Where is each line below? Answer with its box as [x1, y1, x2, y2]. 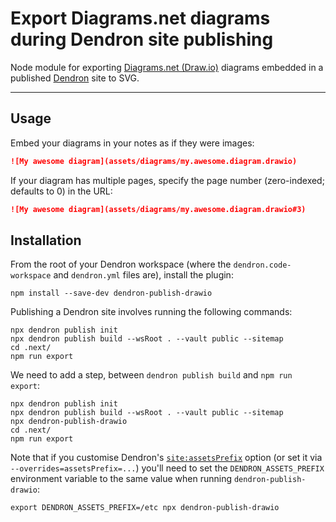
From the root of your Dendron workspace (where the [10, 258, 232, 271]
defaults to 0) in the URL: [10, 185, 113, 197]
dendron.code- [233, 260, 292, 271]
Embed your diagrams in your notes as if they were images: [10, 137, 255, 149]
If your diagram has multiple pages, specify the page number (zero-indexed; [10, 174, 325, 186]
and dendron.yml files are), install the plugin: [53, 269, 234, 281]
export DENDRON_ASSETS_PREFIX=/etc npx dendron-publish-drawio [10, 503, 280, 513]
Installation [10, 232, 82, 249]
